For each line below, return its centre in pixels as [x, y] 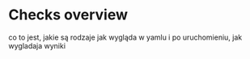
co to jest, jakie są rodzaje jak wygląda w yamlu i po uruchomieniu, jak [125, 37]
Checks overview [68, 15]
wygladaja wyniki [37, 45]
